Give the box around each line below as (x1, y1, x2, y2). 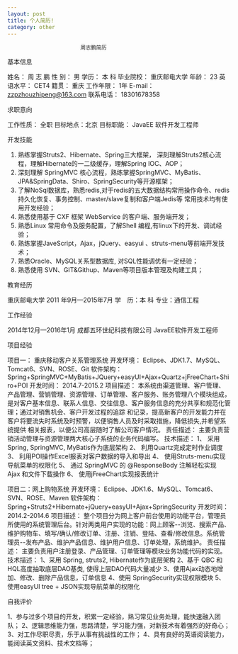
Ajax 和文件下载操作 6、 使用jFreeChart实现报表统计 (7, 470, 159, 478)
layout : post (7, 10, 46, 18)
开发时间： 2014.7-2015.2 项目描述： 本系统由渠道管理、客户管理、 (29, 381, 225, 390)
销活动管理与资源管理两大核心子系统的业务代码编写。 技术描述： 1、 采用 (7, 434, 220, 443)
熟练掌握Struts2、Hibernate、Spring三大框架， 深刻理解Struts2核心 (17, 150, 215, 159)
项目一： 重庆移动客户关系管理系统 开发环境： (7, 356, 142, 365)
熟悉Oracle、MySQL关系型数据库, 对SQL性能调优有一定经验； (17, 256, 198, 266)
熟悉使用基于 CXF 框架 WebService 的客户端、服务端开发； (17, 213, 191, 221)
